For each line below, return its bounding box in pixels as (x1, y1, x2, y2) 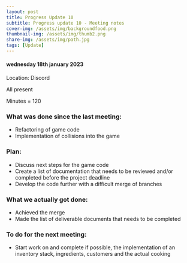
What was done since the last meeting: (6, 112, 122, 121)
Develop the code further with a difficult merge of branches (14, 180, 162, 187)
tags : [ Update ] (6, 43, 44, 49)
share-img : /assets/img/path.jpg (6, 37, 90, 43)
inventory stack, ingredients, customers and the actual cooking (14, 250, 171, 258)
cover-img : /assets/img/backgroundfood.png (6, 25, 117, 32)
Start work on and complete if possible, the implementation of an (14, 244, 176, 251)
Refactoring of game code (14, 126, 80, 133)
